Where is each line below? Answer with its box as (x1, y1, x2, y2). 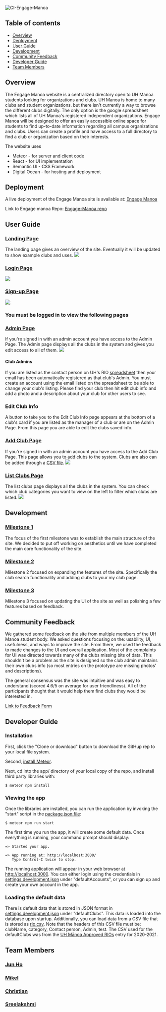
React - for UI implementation (12, 158, 73, 164)
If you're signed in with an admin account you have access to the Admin (5, 336, 153, 342)
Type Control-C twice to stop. (11, 857, 77, 862)
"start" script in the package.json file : (5, 811, 82, 817)
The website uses (5, 143, 41, 149)
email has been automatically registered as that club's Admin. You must (5, 375, 151, 381)
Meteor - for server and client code (12, 153, 85, 159)
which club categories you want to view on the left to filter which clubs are (5, 489, 158, 495)
